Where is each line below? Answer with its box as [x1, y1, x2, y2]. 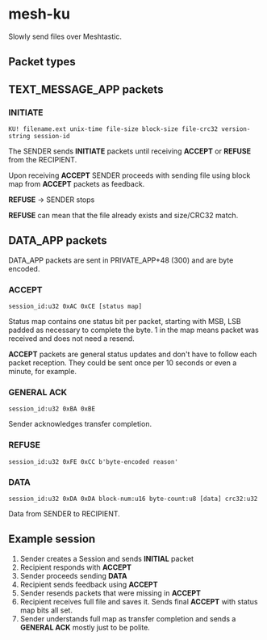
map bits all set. [19, 605, 73, 615]
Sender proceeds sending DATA [19, 571, 127, 580]
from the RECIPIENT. [8, 155, 77, 165]
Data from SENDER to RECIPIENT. [8, 509, 121, 519]
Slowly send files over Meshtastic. [8, 32, 123, 41]
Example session [8, 533, 96, 546]
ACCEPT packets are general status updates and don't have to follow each [8, 349, 257, 360]
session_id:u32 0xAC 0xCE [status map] [8, 302, 143, 311]
